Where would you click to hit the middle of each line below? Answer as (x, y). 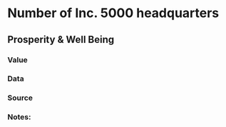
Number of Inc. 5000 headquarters (113, 13)
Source (20, 98)
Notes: (19, 117)
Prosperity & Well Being (61, 40)
